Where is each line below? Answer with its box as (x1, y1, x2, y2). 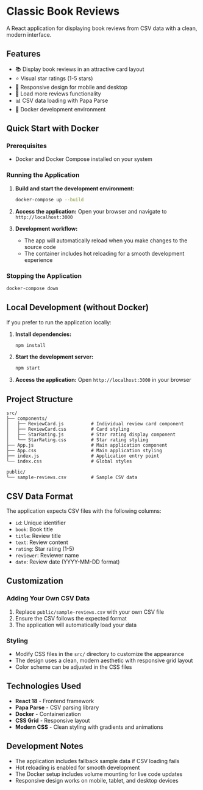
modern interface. (6, 31, 52, 38)
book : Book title (15, 525, 54, 533)
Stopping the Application (6, 271, 82, 280)
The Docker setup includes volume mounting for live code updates (15, 770, 183, 778)
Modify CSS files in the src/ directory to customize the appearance (15, 650, 185, 657)
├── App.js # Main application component (6, 442, 168, 449)
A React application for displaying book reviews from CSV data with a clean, (6, 24, 198, 32)
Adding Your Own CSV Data (6, 594, 90, 603)
